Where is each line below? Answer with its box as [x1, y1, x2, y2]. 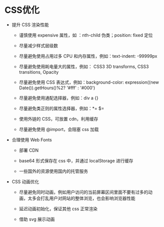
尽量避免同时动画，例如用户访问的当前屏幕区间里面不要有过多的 [19, 189, 148, 195]
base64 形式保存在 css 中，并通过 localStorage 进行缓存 [19, 158, 134, 163]
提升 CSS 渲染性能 [11, 22, 49, 28]
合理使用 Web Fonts [11, 136, 52, 143]
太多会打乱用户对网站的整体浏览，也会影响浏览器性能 [27, 195, 136, 201]
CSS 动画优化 [11, 178, 39, 185]
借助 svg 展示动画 [19, 216, 55, 222]
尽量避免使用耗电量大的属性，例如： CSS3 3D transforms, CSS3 [19, 64, 149, 69]
